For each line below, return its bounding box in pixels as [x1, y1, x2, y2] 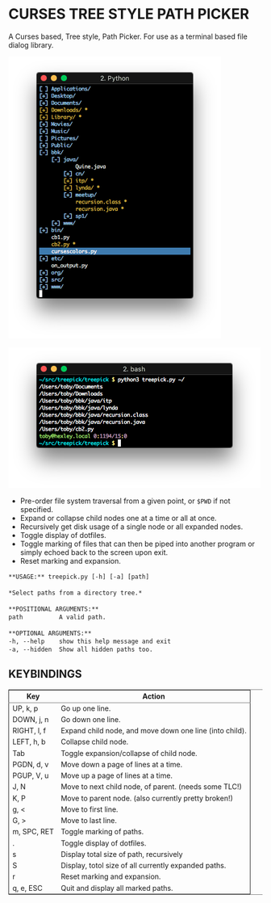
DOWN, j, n [12, 714, 49, 724]
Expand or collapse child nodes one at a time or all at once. [19, 513, 217, 523]
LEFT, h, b [12, 737, 46, 747]
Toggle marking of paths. [60, 827, 144, 837]
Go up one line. [60, 703, 111, 713]
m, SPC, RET [12, 827, 54, 837]
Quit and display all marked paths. [60, 883, 173, 892]
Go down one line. [60, 714, 121, 724]
